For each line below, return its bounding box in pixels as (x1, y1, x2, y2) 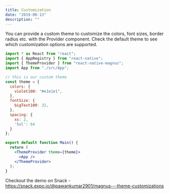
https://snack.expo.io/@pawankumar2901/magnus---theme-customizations (5, 183, 164, 189)
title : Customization (5, 7, 51, 13)
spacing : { (10, 112, 33, 117)
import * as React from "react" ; (5, 51, 76, 56)
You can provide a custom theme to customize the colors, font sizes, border (5, 31, 164, 37)
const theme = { (5, 79, 40, 84)
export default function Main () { (5, 140, 79, 145)
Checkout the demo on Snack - (5, 178, 71, 184)
